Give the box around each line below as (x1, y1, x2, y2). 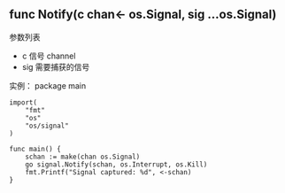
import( (9, 97, 38, 107)
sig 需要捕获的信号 (21, 61, 90, 72)
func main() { (9, 144, 62, 153)
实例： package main (9, 80, 87, 91)
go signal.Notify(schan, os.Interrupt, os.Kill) (25, 159, 208, 169)
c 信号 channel (21, 50, 76, 61)
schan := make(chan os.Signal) (25, 152, 141, 161)
